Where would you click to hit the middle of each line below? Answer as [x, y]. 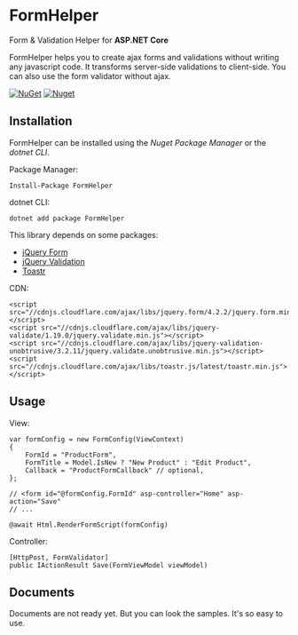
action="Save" [35, 501]
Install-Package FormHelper [61, 186]
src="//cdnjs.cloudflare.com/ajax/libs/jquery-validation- [153, 343]
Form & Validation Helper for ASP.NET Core [89, 40]
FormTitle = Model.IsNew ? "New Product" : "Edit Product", [138, 463]
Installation [41, 121]
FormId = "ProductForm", [71, 455]
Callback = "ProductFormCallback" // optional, [114, 470]
